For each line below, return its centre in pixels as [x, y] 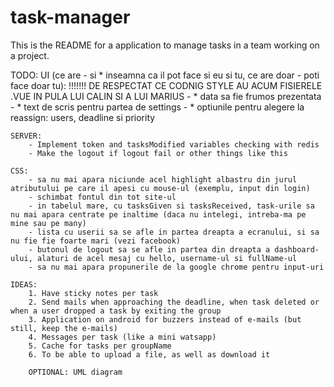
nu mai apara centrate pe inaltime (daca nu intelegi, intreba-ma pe [158, 214]
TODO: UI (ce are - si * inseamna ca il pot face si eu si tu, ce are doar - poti [165, 75]
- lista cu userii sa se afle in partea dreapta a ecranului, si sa [174, 232]
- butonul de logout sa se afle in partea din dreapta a [149, 249]
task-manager [70, 17]
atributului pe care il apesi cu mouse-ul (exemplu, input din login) [160, 188]
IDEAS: [24, 284]
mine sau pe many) [48, 223]
